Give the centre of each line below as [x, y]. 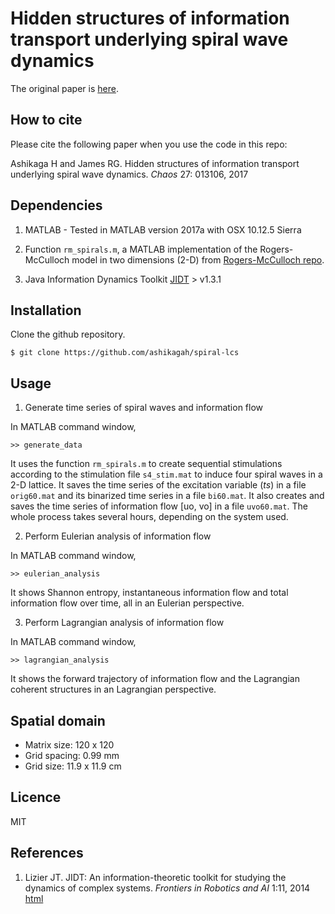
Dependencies [56, 205]
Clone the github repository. [68, 334]
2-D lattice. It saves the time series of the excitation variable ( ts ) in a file [158, 485]
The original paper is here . [64, 88]
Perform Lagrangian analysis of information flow [124, 623]
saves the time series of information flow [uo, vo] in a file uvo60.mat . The [159, 506]
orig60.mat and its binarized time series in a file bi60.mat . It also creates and [167, 496]
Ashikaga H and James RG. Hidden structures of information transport [155, 163]
